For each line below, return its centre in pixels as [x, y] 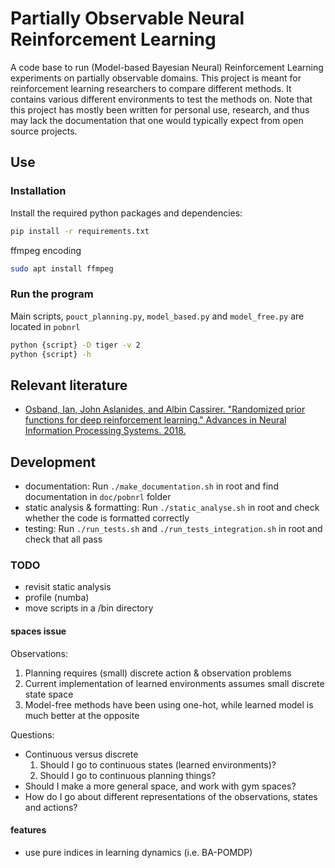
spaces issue [38, 631]
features [28, 830]
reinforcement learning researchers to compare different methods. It [151, 88]
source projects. [44, 131]
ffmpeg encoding [46, 250]
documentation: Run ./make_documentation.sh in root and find [151, 486]
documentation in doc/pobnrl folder [98, 497]
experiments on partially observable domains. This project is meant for [156, 78]
